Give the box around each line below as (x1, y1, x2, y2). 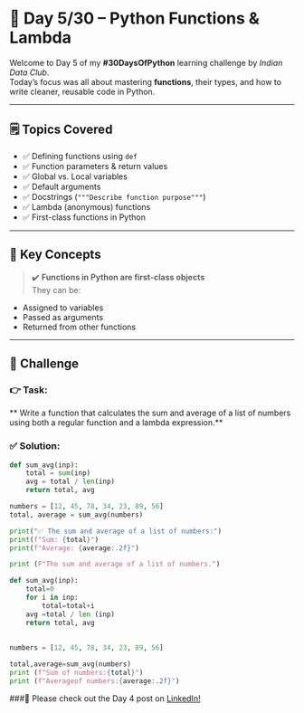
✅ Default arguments (22, 181, 101, 192)
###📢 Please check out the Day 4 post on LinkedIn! (9, 692, 201, 704)
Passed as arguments (22, 311, 104, 322)
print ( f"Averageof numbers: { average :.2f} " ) (9, 676, 180, 686)
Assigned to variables (22, 302, 104, 313)
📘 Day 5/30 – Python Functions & (9, 8, 260, 29)
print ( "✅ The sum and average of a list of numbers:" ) (9, 527, 223, 536)
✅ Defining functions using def (22, 150, 138, 161)
